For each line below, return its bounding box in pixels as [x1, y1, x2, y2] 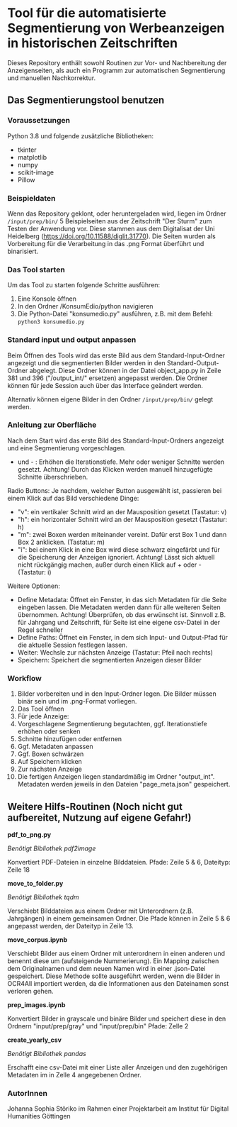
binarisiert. [7, 247, 39, 255]
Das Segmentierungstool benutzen [7, 94, 165, 106]
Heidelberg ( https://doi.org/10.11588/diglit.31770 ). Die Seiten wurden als [7, 232, 216, 240]
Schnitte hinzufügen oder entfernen [17, 735, 122, 743]
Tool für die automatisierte [7, 5, 167, 21]
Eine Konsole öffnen [17, 294, 76, 303]
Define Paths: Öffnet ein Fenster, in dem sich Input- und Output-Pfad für [17, 633, 229, 641]
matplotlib [17, 152, 47, 161]
